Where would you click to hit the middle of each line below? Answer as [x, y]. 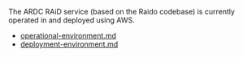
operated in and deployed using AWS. [72, 20]
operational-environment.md [68, 36]
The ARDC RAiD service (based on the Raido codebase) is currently [122, 12]
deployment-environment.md [69, 44]
